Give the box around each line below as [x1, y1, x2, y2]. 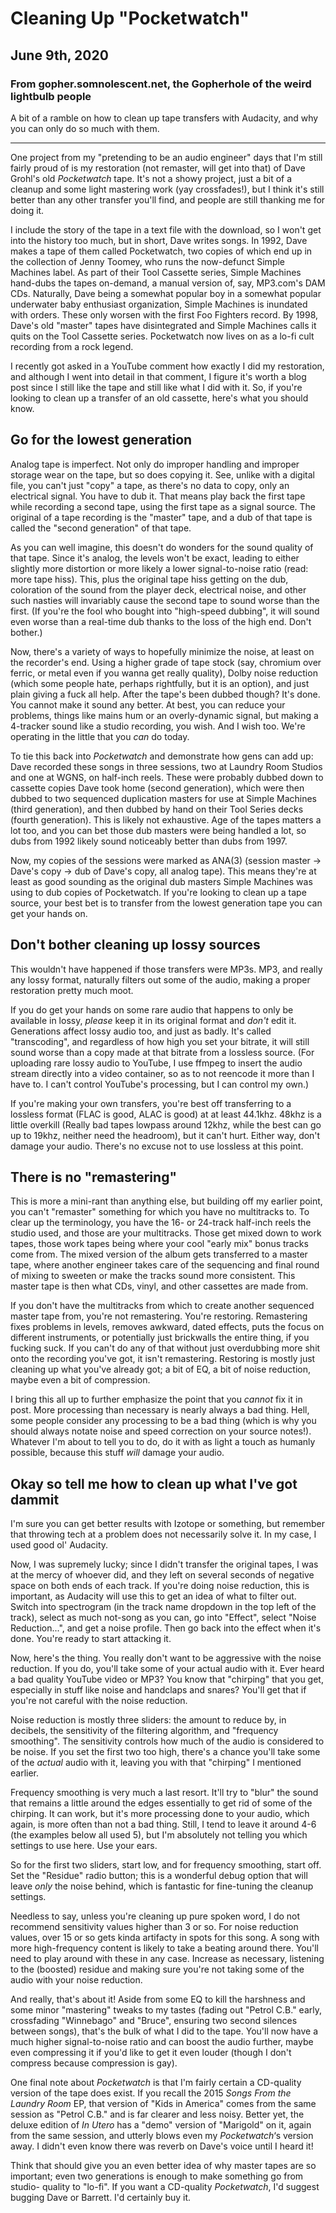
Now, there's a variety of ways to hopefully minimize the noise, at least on [10, 645, 315, 657]
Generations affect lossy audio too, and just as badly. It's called [10, 1025, 272, 1037]
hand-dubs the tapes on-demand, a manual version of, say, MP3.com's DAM [10, 277, 326, 289]
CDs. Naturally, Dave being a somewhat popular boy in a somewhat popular [10, 287, 322, 299]
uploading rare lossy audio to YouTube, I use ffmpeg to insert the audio [10, 1057, 303, 1069]
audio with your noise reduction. [10, 1974, 143, 1986]
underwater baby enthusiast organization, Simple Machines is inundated [10, 298, 308, 310]
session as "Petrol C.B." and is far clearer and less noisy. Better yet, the [10, 2108, 305, 2121]
